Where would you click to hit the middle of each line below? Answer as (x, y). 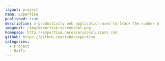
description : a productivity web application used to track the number (80, 23)
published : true (22, 19)
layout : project (22, 10)
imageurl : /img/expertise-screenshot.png (48, 28)
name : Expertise (22, 14)
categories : (17, 42)
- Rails (17, 51)
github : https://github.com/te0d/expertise (50, 37)
